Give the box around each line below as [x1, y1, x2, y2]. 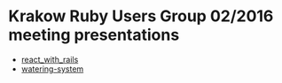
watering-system [20, 64, 84, 74]
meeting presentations [8, 25, 180, 45]
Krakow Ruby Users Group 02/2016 [8, 6, 274, 26]
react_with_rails [20, 54, 79, 64]
